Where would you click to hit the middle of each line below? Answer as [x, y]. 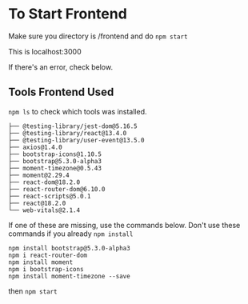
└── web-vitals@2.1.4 [44, 210]
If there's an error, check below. [61, 67]
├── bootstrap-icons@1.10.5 [55, 154]
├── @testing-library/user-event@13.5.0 [77, 140]
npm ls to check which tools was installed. [78, 111]
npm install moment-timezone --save [69, 276]
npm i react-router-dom [48, 255]
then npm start [33, 291]
